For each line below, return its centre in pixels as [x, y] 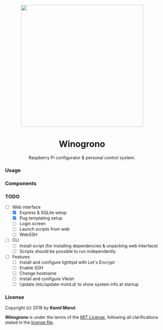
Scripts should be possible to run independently [68, 251]
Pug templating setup [41, 218]
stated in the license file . [30, 323]
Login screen [33, 224]
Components [21, 183]
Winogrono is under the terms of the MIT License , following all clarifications [82, 317]
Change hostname [38, 273]
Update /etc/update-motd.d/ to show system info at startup [79, 284]
